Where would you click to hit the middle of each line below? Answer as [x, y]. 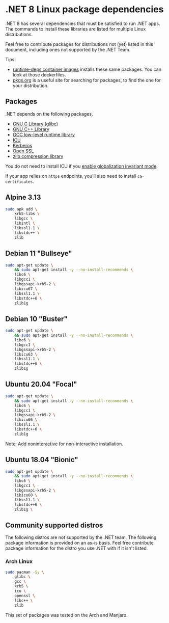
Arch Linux [19, 561]
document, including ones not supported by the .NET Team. [68, 49]
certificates [19, 182]
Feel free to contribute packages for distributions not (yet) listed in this [79, 44]
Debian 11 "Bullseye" [39, 253]
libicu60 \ [26, 495]
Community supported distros [54, 525]
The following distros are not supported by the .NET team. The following [81, 537]
